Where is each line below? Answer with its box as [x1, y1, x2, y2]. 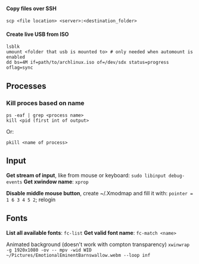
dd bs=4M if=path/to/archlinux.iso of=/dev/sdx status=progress [6, 60, 169, 66]
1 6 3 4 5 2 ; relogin [6, 196, 56, 203]
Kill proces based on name [6, 99, 85, 107]
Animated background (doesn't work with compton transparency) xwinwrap [6, 241, 189, 248]
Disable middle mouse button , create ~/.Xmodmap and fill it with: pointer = [6, 189, 194, 197]
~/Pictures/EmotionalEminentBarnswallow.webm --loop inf [6, 252, 151, 258]
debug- [169, 173, 185, 179]
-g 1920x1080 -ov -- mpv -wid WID [6, 247, 92, 253]
